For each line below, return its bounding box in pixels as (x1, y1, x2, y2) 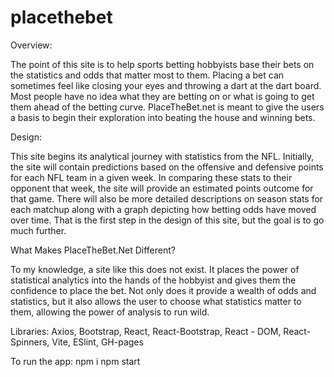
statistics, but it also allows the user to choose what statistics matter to (10, 295, 302, 307)
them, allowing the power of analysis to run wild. (10, 306, 210, 318)
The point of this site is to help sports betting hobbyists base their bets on (10, 58, 315, 70)
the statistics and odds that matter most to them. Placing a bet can (10, 69, 285, 81)
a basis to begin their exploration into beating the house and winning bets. (10, 111, 316, 123)
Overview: (10, 39, 53, 51)
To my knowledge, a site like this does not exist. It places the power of (10, 263, 300, 275)
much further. (10, 224, 67, 236)
